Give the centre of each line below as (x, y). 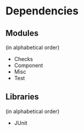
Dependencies (42, 11)
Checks (23, 59)
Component (28, 65)
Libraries (22, 97)
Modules (22, 33)
